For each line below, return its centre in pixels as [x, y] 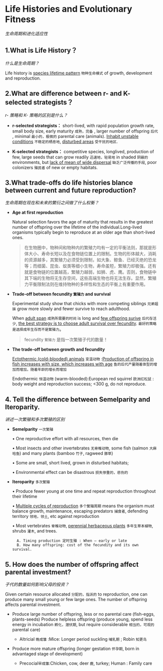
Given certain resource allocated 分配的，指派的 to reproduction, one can [76, 594]
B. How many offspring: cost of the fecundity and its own [78, 545]
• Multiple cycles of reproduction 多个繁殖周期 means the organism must [83, 506]
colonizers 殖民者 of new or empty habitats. [55, 167]
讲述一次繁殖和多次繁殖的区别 [35, 420]
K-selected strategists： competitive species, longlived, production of [83, 151]
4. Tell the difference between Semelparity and [78, 399]
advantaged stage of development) [47, 654]
